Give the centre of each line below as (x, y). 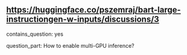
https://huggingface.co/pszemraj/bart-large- (93, 10)
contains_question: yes (35, 34)
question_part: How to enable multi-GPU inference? (70, 45)
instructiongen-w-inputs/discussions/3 (83, 20)
